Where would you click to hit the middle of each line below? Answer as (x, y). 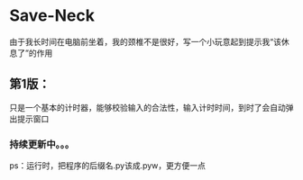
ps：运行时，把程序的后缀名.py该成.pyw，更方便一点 (107, 166)
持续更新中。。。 (42, 144)
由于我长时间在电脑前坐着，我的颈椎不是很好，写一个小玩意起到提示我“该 (146, 41)
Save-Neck (52, 16)
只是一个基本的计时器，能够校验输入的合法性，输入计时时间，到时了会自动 (147, 107)
